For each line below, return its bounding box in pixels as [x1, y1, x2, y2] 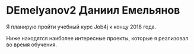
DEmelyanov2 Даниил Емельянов [6, 4, 180, 17]
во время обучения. [6, 41, 58, 48]
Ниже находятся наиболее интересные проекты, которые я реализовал [6, 34, 189, 42]
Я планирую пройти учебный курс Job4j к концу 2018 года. [6, 23, 157, 30]
